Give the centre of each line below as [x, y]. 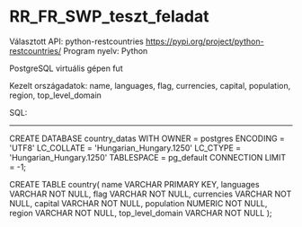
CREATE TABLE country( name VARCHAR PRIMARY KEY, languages [134, 184]
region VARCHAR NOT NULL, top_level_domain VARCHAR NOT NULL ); [141, 213]
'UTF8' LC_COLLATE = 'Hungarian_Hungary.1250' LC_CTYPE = [125, 148]
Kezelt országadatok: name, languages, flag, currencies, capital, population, [150, 85]
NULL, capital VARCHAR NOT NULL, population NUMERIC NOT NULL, [138, 203]
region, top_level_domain [55, 95]
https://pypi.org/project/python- [204, 41]
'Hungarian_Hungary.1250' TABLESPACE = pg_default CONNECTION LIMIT [147, 157]
